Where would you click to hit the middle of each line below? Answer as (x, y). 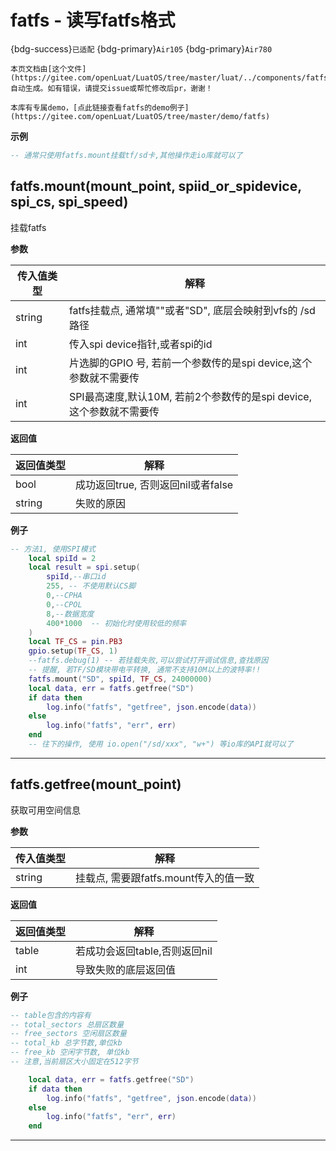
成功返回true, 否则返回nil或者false (154, 484)
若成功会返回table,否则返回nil (144, 951)
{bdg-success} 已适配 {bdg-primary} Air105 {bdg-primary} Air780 (141, 48)
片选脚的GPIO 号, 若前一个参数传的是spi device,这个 (190, 363)
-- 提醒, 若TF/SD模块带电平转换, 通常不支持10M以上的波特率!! (145, 670)
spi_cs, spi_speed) (69, 202)
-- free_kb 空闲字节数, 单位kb (70, 1052)
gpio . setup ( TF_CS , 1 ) (73, 651)
